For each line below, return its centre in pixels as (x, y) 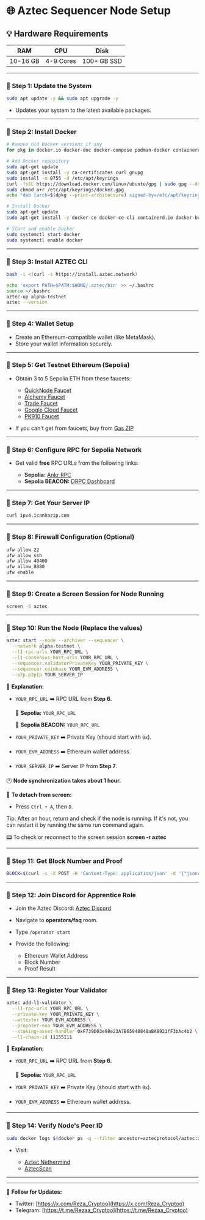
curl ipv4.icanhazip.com (38, 516)
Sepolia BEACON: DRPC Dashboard (70, 481)
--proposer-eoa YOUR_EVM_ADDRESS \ (57, 1026)
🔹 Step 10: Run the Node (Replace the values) (74, 628)
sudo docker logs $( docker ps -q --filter (61, 1138)
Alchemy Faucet (45, 397)
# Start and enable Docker (41, 229)
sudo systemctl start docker (43, 234)
